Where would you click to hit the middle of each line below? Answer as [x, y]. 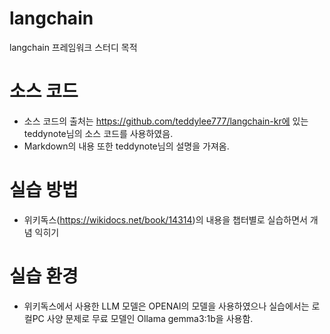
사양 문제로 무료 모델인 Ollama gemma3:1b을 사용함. [150, 318]
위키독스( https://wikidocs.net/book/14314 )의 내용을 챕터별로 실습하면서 [165, 219]
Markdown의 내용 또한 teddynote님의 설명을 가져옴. [126, 146]
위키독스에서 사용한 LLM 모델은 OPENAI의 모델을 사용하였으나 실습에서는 [166, 306]
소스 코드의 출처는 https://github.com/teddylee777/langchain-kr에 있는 [166, 121]
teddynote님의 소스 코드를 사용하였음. [98, 133]
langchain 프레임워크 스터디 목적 [73, 47]
